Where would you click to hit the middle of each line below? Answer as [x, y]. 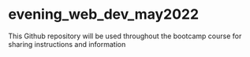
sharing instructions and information [67, 44]
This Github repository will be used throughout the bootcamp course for [125, 36]
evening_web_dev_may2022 [104, 14]
